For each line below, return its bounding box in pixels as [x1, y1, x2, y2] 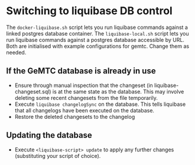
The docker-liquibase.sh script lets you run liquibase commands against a [6, 24, 188, 31]
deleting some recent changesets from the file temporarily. [14, 94, 158, 101]
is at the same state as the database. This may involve [52, 88, 184, 95]
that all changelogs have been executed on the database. [14, 106, 155, 114]
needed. [6, 48, 27, 56]
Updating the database [6, 130, 93, 140]
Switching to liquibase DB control [6, 4, 173, 18]
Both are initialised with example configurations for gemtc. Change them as [6, 43, 190, 50]
